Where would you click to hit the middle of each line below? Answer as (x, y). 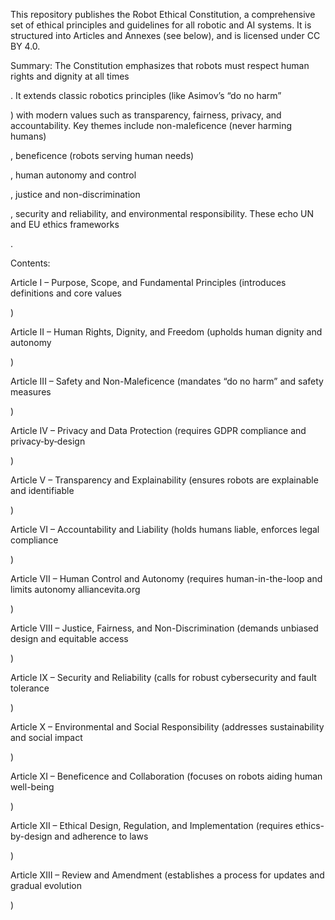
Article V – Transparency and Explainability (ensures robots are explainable (164, 480)
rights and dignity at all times (70, 76)
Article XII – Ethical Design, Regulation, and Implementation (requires (151, 825)
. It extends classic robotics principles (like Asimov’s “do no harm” (146, 95)
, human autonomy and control (73, 175)
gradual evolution (46, 885)
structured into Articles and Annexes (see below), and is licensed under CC (165, 35)
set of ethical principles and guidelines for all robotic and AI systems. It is (161, 25)
